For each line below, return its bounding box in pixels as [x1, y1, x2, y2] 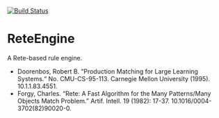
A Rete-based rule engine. [7, 53, 83, 62]
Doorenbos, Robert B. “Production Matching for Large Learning [17, 67, 198, 76]
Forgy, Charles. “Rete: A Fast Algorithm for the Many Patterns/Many [17, 89, 211, 97]
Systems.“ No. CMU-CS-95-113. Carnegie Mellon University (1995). [17, 74, 211, 83]
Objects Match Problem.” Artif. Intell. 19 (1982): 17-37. [17, 96, 170, 105]
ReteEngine [7, 31, 75, 47]
